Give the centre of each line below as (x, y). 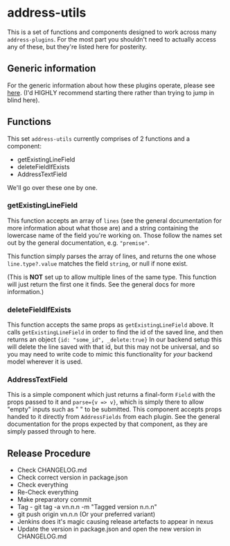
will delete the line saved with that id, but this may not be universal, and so (113, 347)
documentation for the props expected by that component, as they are (107, 424)
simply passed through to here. (52, 432)
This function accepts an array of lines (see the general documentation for (114, 221)
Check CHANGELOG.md (52, 470)
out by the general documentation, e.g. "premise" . (79, 242)
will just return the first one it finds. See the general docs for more (101, 284)
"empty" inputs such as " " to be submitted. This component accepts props (115, 409)
